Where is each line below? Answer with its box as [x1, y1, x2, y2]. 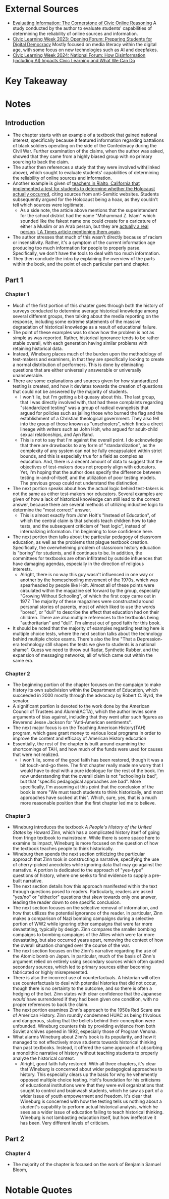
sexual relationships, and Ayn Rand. [20, 431, 94, 437]
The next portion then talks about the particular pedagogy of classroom [12, 534, 161, 540]
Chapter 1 [5, 291, 29, 298]
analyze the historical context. [12, 1055, 76, 1061]
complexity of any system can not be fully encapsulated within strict [20, 448, 162, 454]
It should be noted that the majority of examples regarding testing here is [12, 625, 164, 631]
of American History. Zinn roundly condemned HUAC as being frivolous [12, 1012, 161, 1018]
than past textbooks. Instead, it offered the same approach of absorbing [12, 1045, 162, 1051]
